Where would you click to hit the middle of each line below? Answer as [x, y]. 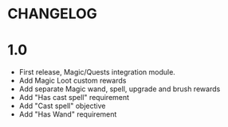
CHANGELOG [52, 14]
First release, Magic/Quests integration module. [97, 72]
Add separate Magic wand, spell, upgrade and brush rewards [120, 89]
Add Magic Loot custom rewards [73, 81]
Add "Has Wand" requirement [68, 114]
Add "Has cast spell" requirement [74, 98]
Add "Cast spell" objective [62, 106]
